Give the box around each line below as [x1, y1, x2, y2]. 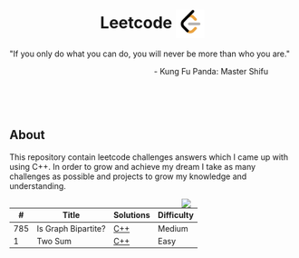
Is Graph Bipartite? [36, 223, 106, 233]
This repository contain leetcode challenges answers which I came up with [9, 151, 288, 163]
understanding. [9, 180, 66, 191]
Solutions [112, 210, 151, 221]
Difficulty [158, 210, 195, 221]
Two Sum [36, 235, 72, 246]
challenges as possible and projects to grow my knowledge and [9, 171, 247, 182]
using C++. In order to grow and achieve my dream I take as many [9, 161, 256, 172]
